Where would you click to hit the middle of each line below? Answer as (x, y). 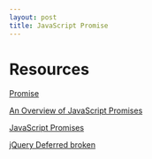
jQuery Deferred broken (53, 145)
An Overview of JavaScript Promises (76, 110)
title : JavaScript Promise (59, 26)
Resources (49, 69)
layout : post (33, 17)
